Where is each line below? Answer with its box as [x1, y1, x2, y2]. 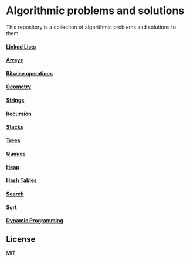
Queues [6, 150, 26, 157]
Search [6, 190, 25, 197]
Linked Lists [6, 43, 36, 50]
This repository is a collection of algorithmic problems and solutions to [6, 23, 177, 30]
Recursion [6, 110, 32, 117]
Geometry [6, 83, 32, 90]
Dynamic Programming [6, 217, 63, 224]
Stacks [6, 123, 23, 130]
